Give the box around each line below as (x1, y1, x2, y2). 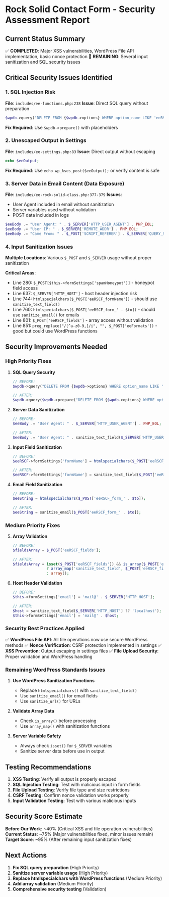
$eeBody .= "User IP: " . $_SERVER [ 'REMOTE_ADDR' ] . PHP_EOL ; (5, 226, 138, 231)
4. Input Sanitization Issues (5, 243, 73, 250)
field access (12, 285, 38, 291)
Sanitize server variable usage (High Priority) (12, 870, 108, 876)
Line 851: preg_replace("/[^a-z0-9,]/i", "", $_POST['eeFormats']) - (12, 322, 157, 328)
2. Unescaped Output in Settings (5, 137, 87, 144)
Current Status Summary (5, 34, 86, 43)
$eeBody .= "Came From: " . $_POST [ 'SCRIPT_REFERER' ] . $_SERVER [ (5, 231, 147, 236)
